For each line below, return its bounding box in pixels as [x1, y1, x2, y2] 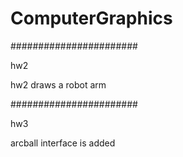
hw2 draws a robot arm [10, 78, 107, 91]
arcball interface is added [10, 137, 116, 149]
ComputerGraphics [10, 7, 173, 30]
